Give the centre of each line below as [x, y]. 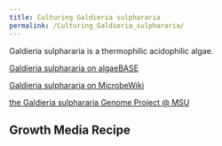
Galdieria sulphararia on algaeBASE [74, 68]
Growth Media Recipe [70, 130]
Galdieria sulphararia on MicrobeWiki [77, 85]
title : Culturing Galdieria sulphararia [85, 17]
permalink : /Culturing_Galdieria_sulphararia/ [97, 26]
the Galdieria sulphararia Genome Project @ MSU [99, 102]
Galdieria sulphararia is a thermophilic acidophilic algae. [111, 50]
